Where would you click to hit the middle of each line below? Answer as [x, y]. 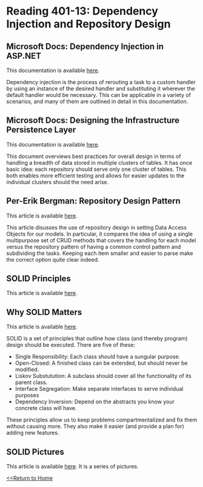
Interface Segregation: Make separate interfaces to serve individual [99, 389]
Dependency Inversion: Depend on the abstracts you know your [95, 402]
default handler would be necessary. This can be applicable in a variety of [99, 95]
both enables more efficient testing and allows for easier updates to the [95, 175]
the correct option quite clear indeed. [53, 259]
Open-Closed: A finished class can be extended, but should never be [101, 363]
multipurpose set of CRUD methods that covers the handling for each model [101, 240]
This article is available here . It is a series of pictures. [72, 466]
